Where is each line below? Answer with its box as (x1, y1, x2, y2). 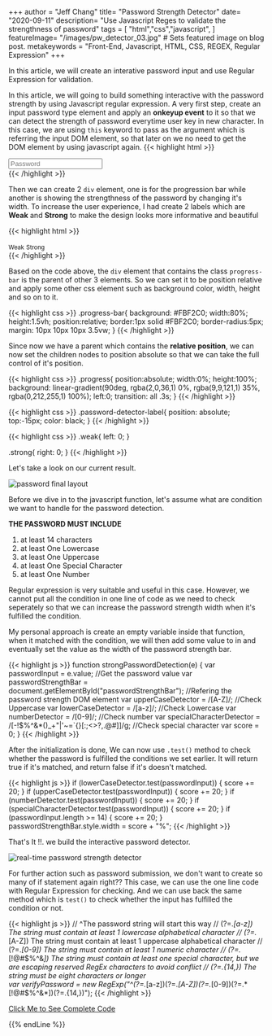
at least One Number (19, 570, 90, 579)
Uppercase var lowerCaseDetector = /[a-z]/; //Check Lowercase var (8, 703, 237, 713)
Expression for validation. (8, 75, 93, 84)
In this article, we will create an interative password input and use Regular (8, 66, 255, 76)
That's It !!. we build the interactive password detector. (8, 837, 191, 846)
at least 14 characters (19, 535, 93, 544)
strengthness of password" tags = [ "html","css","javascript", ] (8, 24, 215, 33)
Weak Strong (8, 243, 45, 251)
